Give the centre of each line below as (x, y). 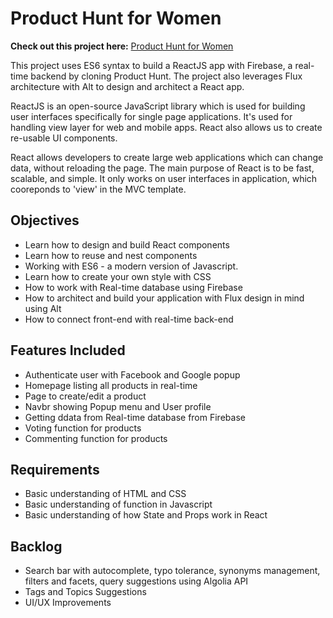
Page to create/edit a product (85, 396)
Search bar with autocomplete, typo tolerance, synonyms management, (172, 571)
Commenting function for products (96, 438)
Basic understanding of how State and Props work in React (146, 515)
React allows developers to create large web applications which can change (167, 157)
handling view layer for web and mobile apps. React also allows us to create (166, 127)
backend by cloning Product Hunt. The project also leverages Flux (166, 76)
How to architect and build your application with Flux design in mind (164, 298)
